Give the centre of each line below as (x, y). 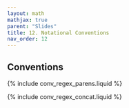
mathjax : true (28, 20)
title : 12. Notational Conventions (58, 33)
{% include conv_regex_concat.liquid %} (64, 96)
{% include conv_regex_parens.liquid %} (65, 83)
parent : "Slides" (32, 26)
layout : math (26, 13)
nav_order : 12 (28, 39)
